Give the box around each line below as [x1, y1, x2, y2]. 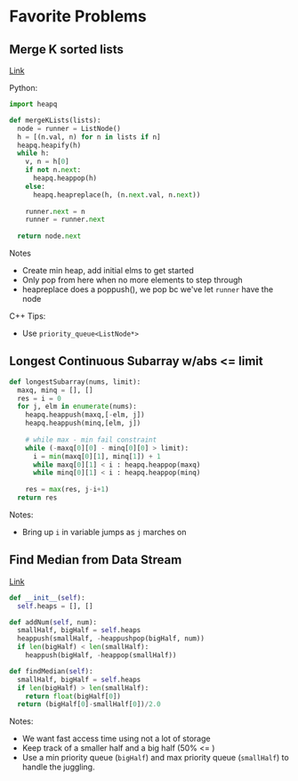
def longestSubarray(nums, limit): [9, 377, 141, 386]
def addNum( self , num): [9, 617, 98, 627]
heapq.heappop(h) [32, 174, 98, 183]
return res [17, 493, 58, 502]
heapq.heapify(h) [17, 141, 82, 150]
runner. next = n [25, 207, 86, 216]
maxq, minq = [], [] [17, 386, 93, 395]
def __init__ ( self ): [9, 593, 86, 602]
